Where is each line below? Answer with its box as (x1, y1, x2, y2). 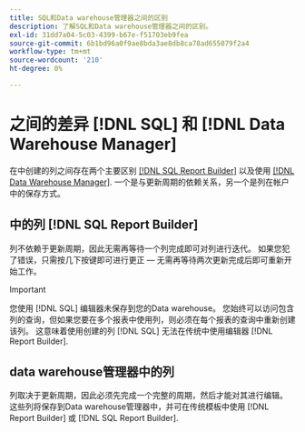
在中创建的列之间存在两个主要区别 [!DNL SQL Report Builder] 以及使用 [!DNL (9, 165, 295, 176)
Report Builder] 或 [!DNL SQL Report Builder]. (9, 413, 179, 424)
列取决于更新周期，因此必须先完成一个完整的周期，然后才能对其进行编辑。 (9, 390, 288, 401)
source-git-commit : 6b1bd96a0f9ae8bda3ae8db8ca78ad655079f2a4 (9, 38, 250, 48)
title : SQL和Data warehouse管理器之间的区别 (9, 13, 168, 23)
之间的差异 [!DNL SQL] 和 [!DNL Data (9, 115, 286, 135)
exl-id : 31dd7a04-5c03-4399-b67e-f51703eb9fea (9, 30, 189, 39)
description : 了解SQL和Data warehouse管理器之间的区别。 (9, 22, 213, 31)
